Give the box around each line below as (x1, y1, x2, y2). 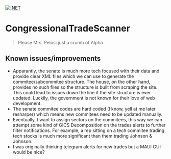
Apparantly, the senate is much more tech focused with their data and (12, 68, 160, 74)
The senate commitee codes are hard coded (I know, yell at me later (12, 105, 156, 112)
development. (12, 100, 42, 107)
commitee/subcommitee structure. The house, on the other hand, (12, 78, 151, 85)
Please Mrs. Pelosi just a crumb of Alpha (17, 39, 103, 45)
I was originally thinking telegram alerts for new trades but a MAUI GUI (12, 143, 161, 150)
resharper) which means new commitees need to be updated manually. (12, 111, 163, 117)
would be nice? (12, 149, 45, 155)
